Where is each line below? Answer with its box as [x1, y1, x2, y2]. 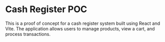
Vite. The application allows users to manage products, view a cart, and [5, 25, 155, 31]
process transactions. [5, 31, 51, 37]
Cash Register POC [5, 4, 87, 15]
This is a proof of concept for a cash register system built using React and [5, 20, 160, 26]
